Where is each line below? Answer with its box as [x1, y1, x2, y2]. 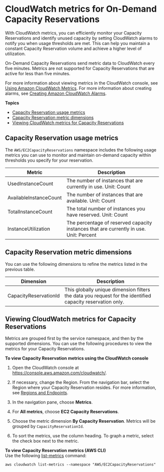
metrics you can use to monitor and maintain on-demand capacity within [5, 152, 151, 158]
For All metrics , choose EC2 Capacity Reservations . [12, 409, 119, 415]
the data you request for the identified [64, 292, 151, 299]
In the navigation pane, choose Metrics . [12, 399, 93, 405]
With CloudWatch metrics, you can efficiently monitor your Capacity [5, 30, 142, 36]
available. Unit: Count [66, 197, 116, 204]
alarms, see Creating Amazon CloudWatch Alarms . [5, 90, 107, 96]
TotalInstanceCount [7, 208, 53, 215]
